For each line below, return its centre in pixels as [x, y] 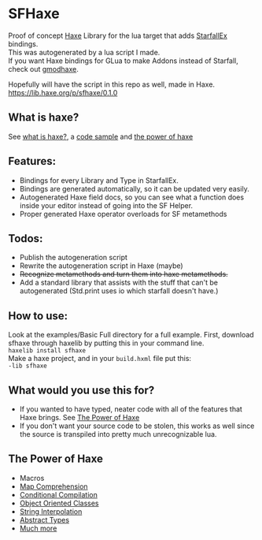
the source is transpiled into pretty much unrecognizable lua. [118, 434]
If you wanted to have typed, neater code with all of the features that [131, 409]
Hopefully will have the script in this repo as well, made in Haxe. [111, 84]
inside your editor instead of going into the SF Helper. [106, 205]
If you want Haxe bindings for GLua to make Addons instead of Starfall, [123, 61]
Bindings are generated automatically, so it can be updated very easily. [134, 188]
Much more [38, 528]
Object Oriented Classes [59, 503]
